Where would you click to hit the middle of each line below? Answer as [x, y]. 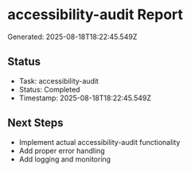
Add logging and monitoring [65, 159]
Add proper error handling [62, 150]
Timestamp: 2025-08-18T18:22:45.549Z [85, 98]
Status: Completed [49, 89]
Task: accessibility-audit [58, 80]
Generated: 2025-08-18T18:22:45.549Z [72, 37]
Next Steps [35, 123]
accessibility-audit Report [95, 15]
